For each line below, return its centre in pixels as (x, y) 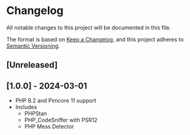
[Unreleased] (32, 65)
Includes (26, 107)
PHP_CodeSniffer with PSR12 (61, 120)
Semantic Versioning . (33, 46)
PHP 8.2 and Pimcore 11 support (56, 101)
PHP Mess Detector (49, 126)
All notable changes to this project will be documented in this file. (89, 27)
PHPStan (36, 114)
